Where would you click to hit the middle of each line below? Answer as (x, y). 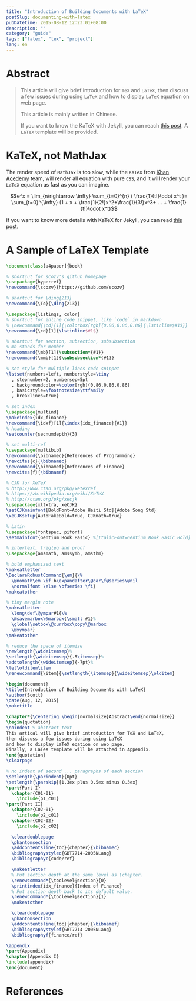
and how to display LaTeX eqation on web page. (66, 744)
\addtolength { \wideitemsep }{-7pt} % (50, 663)
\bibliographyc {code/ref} (43, 859)
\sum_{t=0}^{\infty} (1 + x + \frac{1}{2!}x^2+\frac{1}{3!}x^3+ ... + (89, 202)
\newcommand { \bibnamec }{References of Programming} (71, 456)
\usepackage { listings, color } (43, 314)
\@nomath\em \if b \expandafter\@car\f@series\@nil (75, 581)
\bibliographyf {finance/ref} (47, 935)
